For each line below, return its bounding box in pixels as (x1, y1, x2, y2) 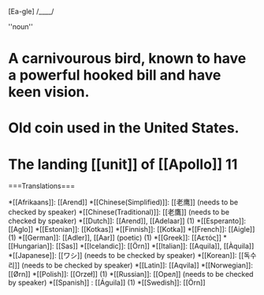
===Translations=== (8, 181, 76, 191)
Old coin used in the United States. (8, 119, 240, 137)
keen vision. (8, 83, 90, 101)
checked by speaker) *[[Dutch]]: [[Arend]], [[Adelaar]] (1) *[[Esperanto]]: (8, 216, 247, 226)
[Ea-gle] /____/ (8, 7, 54, 16)
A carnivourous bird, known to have (8, 50, 247, 68)
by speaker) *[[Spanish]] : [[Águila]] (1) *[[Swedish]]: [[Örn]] (8, 278, 206, 287)
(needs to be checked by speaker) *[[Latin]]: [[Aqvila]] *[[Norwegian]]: (21, 260, 254, 271)
